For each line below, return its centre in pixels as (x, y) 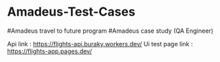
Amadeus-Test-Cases (71, 12)
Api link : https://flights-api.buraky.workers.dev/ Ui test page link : (100, 44)
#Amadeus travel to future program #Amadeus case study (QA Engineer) (110, 31)
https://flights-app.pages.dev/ (49, 51)
